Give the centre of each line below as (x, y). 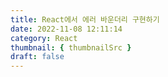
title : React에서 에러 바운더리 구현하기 (85, 19)
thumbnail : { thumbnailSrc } (71, 47)
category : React (44, 38)
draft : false (37, 57)
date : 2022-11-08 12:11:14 (66, 29)
